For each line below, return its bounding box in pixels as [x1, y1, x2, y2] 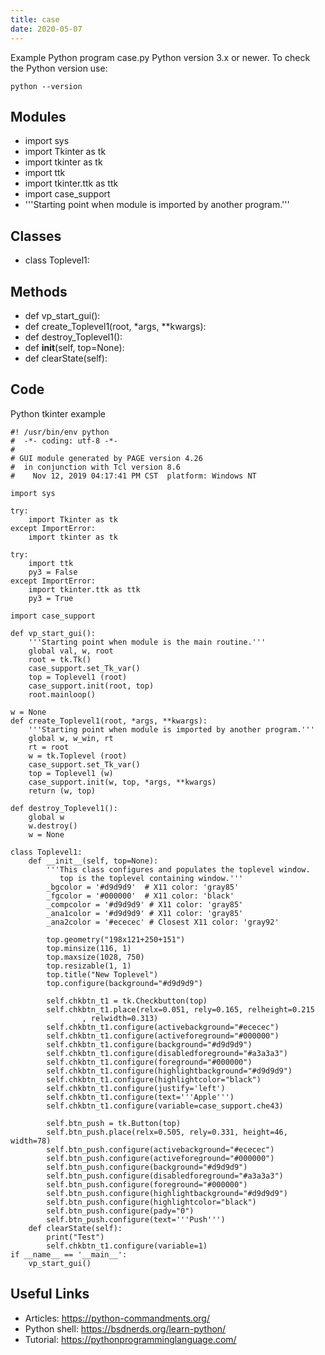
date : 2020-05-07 [10, 24, 83, 34]
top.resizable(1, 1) [46, 961, 132, 971]
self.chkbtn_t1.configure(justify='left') [46, 1083, 226, 1093]
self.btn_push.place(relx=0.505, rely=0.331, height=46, [46, 1127, 288, 1137]
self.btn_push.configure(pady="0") [46, 1206, 195, 1216]
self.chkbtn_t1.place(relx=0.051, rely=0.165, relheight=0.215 [46, 1004, 315, 1015]
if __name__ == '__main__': [10, 1249, 128, 1260]
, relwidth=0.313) [81, 1013, 159, 1023]
